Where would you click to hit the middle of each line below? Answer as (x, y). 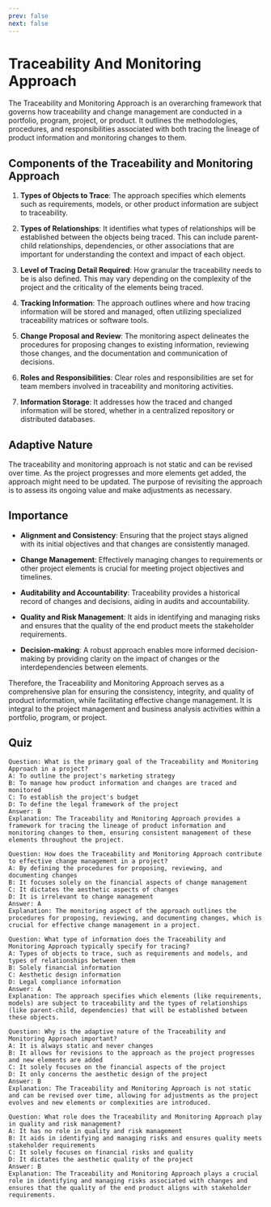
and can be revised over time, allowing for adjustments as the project (133, 1095)
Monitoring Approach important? (63, 1039)
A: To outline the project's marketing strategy (92, 776)
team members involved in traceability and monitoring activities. (127, 386)
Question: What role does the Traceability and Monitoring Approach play (135, 1117)
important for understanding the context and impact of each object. (132, 254)
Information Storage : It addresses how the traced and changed (126, 402)
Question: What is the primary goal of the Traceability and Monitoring (133, 761)
